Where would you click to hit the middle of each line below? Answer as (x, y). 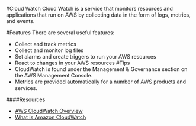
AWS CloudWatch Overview (49, 111)
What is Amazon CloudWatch (50, 117)
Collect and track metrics (46, 44)
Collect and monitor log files (49, 50)
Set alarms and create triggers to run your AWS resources (85, 56)
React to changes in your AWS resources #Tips (72, 63)
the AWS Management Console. (54, 75)
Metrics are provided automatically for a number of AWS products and (100, 82)
